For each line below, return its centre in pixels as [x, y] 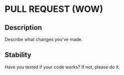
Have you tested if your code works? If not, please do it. [62, 67]
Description [23, 28]
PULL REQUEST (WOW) [54, 9]
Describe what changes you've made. [44, 39]
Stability [18, 55]
